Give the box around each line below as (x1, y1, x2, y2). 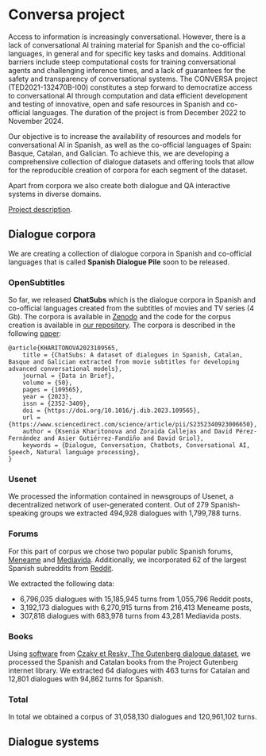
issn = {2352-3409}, (22, 399, 91, 408)
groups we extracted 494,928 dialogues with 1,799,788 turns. (39, 508, 241, 518)
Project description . (8, 204, 73, 214)
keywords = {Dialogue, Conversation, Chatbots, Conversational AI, (22, 442, 250, 449)
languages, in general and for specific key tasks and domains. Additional (8, 48, 246, 58)
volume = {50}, (22, 379, 73, 387)
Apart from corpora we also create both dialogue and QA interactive (8, 180, 230, 190)
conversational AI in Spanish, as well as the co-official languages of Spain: (8, 140, 252, 149)
